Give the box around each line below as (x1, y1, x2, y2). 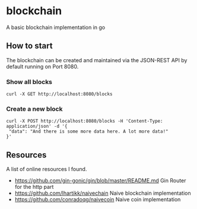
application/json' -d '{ (6, 123, 68, 130)
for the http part (14, 184, 54, 191)
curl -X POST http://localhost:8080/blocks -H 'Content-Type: (6, 118, 163, 124)
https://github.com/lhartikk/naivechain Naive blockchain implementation (14, 189, 191, 197)
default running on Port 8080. (6, 63, 79, 70)
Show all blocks (6, 78, 52, 86)
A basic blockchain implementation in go (6, 24, 106, 31)
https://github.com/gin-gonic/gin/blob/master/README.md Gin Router (14, 177, 186, 184)
